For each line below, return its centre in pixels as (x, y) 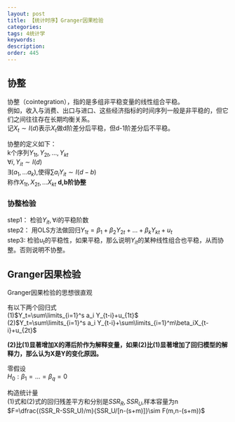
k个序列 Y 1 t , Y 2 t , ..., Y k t (38, 154)
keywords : (22, 40)
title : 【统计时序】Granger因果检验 (55, 20)
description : (26, 46)
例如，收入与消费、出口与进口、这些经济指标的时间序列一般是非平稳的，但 (115, 110)
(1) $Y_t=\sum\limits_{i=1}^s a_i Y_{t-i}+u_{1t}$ (73, 315)
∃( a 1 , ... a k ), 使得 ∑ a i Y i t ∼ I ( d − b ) (52, 173)
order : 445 (23, 53)
